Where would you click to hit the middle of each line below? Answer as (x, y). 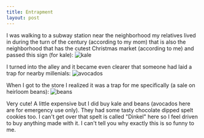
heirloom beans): (28, 91)
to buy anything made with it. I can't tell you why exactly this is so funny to (100, 123)
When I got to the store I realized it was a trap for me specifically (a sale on (101, 85)
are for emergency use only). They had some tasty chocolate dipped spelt (100, 110)
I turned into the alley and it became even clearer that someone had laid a (99, 67)
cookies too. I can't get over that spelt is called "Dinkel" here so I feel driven (102, 117)
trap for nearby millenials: (39, 73)
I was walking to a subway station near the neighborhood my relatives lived (101, 35)
